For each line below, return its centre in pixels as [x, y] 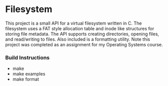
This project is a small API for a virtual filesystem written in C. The [74, 23]
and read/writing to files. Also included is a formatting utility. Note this [78, 39]
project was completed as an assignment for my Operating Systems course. [84, 44]
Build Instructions [27, 57]
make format [26, 79]
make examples [29, 74]
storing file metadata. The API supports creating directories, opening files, [82, 34]
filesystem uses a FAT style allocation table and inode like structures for [80, 28]
